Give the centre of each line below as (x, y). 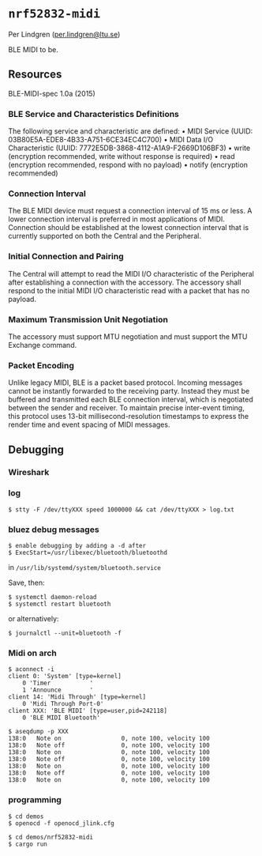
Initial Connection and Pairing (66, 257)
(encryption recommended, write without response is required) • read (122, 156)
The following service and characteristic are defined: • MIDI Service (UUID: (131, 131)
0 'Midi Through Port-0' (63, 704)
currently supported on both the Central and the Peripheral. (105, 236)
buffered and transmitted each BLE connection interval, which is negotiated (131, 400)
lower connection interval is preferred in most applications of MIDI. (116, 219)
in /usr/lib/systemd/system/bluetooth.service (85, 568)
